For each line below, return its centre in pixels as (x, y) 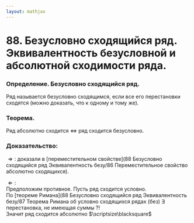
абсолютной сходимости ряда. (86, 65)
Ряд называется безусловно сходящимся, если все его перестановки (93, 97)
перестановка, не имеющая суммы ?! (53, 207)
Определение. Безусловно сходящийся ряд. (73, 84)
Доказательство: (32, 146)
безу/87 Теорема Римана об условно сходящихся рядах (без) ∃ (86, 201)
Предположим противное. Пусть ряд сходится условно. (76, 189)
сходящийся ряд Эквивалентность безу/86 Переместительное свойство (97, 165)
